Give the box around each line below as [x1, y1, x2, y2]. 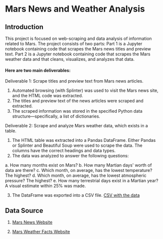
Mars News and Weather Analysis [5, 3, 145, 15]
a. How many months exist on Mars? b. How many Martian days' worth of [5, 162, 152, 168]
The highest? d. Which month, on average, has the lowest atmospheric [5, 172, 147, 178]
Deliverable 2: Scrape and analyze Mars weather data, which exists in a [5, 123, 148, 129]
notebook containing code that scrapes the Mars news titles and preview [5, 46, 151, 51]
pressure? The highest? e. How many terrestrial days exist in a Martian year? [5, 178, 159, 184]
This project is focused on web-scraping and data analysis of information [5, 35, 152, 41]
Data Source [5, 206, 43, 215]
